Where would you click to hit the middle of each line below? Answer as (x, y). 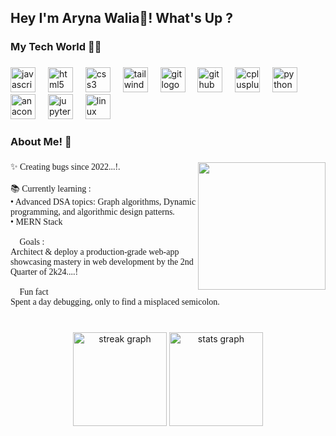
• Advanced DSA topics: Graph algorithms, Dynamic (103, 202)
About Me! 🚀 (41, 142)
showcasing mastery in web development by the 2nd (102, 262)
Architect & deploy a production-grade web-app (95, 252)
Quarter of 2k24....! (44, 272)
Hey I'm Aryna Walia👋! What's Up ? (121, 18)
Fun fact (34, 292)
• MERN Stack (36, 222)
